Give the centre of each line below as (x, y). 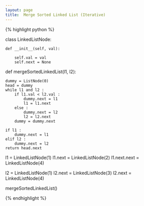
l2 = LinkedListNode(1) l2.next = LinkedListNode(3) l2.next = (68, 173)
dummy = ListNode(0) (27, 81)
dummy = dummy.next (35, 121)
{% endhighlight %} (26, 198)
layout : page (19, 10)
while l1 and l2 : (25, 90)
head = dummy (19, 85)
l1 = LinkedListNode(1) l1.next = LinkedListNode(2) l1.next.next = (72, 157)
